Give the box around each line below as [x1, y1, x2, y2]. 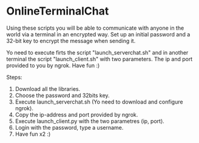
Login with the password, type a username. [15, 124, 124, 131]
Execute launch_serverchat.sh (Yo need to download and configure [15, 98, 183, 105]
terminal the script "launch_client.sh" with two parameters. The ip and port [6, 55, 193, 62]
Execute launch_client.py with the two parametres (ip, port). [15, 117, 165, 125]
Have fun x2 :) [15, 130, 51, 138]
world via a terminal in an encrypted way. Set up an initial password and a [6, 30, 191, 38]
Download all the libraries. [15, 85, 81, 92]
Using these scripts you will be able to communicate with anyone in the [6, 24, 184, 32]
